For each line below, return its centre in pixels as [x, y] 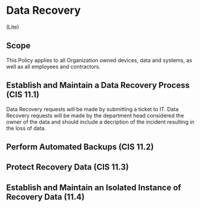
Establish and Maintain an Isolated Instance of [94, 187]
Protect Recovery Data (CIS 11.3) [68, 167]
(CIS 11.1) [23, 95]
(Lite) [13, 27]
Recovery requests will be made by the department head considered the [95, 115]
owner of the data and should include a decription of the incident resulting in [100, 122]
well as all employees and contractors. [53, 66]
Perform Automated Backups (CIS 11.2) [80, 147]
